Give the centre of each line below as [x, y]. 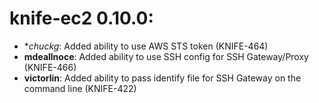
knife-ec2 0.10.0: [81, 18]
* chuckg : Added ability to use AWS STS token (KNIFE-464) [146, 46]
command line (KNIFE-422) [80, 88]
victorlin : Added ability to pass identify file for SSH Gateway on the [162, 78]
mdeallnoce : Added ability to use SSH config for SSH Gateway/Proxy [166, 56]
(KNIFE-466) [50, 67]
